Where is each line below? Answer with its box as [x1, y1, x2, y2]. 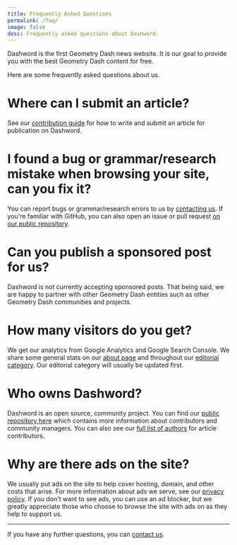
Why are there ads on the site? [7, 457, 190, 472]
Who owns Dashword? [7, 386, 142, 402]
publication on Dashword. [7, 127, 83, 135]
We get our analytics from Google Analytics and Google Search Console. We [7, 346, 230, 354]
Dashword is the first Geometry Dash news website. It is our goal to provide [7, 49, 227, 58]
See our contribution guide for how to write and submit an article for [7, 119, 205, 127]
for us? [7, 259, 49, 276]
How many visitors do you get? [7, 322, 193, 339]
